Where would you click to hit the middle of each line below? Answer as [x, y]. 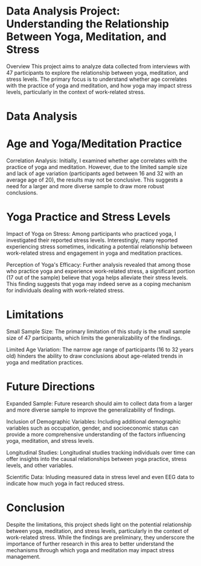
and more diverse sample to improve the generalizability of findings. [91, 410]
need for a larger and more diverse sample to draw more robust [85, 186]
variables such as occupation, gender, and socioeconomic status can [93, 428]
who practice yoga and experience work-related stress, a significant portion [101, 271]
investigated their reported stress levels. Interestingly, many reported [92, 240]
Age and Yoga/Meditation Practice [94, 144]
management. [24, 556]
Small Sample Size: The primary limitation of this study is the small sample [99, 331]
